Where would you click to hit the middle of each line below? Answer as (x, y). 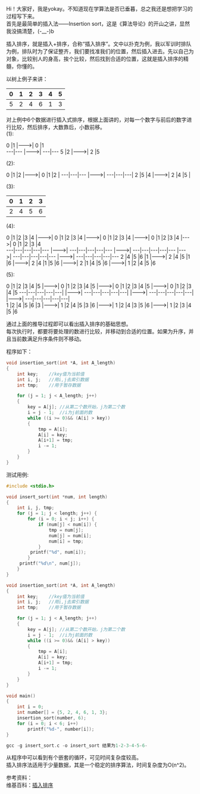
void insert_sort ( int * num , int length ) (57, 497)
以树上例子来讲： (27, 79)
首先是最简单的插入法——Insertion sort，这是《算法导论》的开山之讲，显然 (98, 24)
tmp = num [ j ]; (66, 530)
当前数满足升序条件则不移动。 (48, 339)
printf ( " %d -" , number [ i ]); (61, 729)
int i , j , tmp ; (36, 508)
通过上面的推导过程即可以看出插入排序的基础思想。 (69, 324)
